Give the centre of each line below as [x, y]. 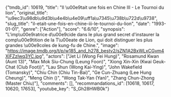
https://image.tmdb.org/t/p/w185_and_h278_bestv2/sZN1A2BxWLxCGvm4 [86, 51]
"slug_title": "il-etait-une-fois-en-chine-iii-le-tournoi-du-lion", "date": [78, 23]
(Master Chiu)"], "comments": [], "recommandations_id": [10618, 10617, [80, 83]
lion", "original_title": [27, 13]
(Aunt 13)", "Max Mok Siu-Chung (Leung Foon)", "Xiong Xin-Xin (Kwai [79, 62]
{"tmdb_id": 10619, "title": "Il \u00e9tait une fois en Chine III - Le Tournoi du [85, 7]
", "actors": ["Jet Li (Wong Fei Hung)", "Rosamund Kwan [100, 56]
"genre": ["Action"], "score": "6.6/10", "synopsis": [73, 29]
